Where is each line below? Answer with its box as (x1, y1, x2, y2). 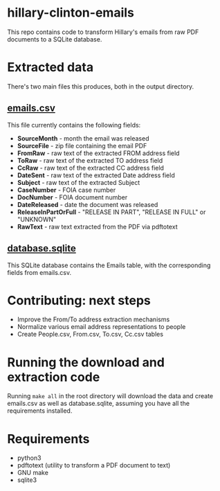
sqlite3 (17, 476, 37, 484)
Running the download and (7, 355, 165, 370)
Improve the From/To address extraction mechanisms (17, 315, 170, 323)
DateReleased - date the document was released (17, 200, 158, 208)
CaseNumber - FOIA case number (17, 186, 116, 194)
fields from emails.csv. (7, 268, 72, 276)
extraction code (7, 369, 100, 385)
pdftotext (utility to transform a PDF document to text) (17, 461, 171, 470)
